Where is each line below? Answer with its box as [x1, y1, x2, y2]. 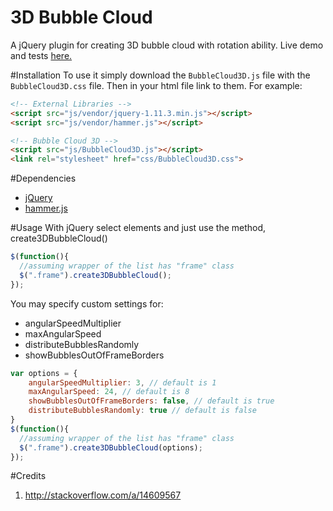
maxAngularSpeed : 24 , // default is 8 [28, 387, 190, 397]
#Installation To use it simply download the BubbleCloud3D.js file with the [10, 69, 311, 81]
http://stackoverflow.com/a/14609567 [24, 489, 182, 501]
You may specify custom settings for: [10, 297, 164, 310]
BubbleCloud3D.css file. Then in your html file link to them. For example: [10, 79, 303, 91]
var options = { [10, 368, 78, 378]
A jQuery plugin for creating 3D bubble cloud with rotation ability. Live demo [10, 39, 324, 51]
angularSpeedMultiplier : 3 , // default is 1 [28, 377, 217, 388]
